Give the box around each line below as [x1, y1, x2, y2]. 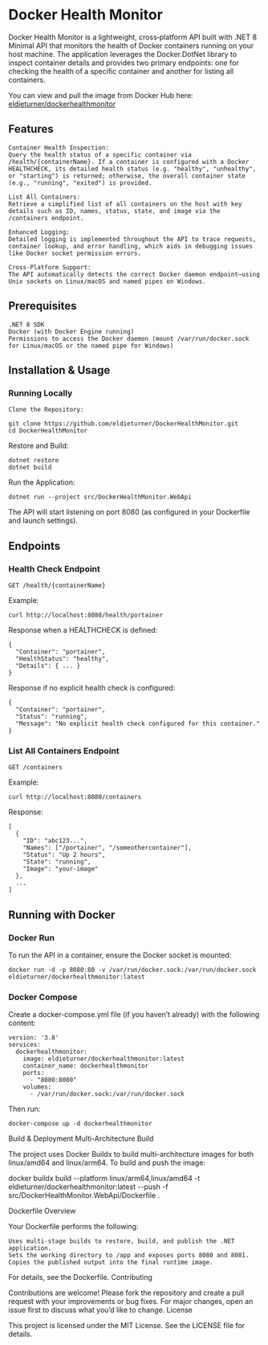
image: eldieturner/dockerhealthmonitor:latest [22, 1055, 185, 1063]
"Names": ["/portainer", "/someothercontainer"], [22, 844, 193, 852]
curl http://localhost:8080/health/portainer [8, 611, 163, 619]
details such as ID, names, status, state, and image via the [8, 207, 221, 215]
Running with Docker [8, 908, 116, 921]
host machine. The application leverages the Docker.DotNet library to [8, 49, 238, 59]
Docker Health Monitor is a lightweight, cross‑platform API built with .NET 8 [8, 32, 258, 42]
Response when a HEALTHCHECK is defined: [8, 625, 158, 634]
